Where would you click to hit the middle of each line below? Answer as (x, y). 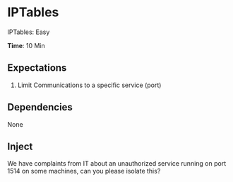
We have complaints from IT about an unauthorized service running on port (117, 164)
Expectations (37, 68)
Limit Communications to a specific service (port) (89, 85)
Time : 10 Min (26, 45)
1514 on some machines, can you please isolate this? (84, 171)
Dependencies (40, 107)
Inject (20, 146)
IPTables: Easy (29, 32)
